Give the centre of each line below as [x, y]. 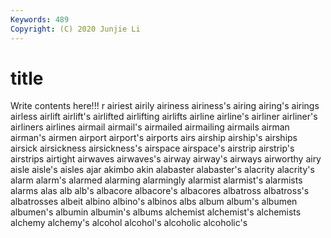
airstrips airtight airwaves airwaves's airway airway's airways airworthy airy [166, 159]
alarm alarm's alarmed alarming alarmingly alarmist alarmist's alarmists [156, 180]
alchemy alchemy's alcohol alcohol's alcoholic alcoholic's [129, 223]
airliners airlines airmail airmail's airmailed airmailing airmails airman [150, 127]
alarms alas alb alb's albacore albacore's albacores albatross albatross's [160, 191]
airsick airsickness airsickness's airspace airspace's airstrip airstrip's [152, 148]
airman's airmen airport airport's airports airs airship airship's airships [154, 138]
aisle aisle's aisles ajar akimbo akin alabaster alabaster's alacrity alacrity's [162, 170]
